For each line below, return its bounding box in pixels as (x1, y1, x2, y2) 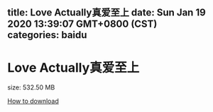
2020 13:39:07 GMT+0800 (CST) (7, 18, 158, 30)
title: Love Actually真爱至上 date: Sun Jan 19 (7, 6, 206, 19)
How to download (7, 97, 59, 106)
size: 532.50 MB (7, 83, 55, 92)
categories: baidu (7, 29, 87, 41)
